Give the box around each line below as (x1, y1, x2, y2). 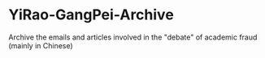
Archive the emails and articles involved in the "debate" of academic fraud (8, 32, 258, 42)
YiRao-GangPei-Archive (8, 6, 175, 24)
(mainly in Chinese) (8, 40, 73, 50)
